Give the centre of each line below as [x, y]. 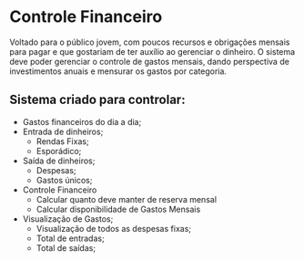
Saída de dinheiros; [59, 161]
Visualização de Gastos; [68, 219]
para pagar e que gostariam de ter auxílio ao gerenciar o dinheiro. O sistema [152, 51]
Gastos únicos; [64, 180]
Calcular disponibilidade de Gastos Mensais [118, 209]
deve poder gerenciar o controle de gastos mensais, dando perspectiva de [149, 61]
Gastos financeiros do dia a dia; [82, 121]
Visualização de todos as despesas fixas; [113, 228]
